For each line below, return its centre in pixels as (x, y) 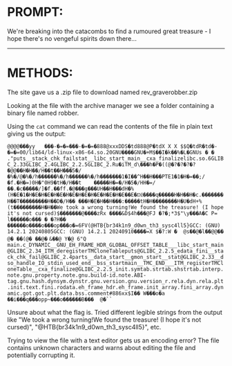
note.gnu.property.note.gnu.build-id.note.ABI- (77, 275)
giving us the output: (37, 134)
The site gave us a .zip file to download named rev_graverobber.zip (103, 92)
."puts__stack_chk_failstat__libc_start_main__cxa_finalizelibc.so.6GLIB (116, 158)
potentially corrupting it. (41, 355)
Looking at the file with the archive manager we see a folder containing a (111, 105)
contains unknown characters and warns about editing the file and (101, 347)
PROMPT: (35, 12)
